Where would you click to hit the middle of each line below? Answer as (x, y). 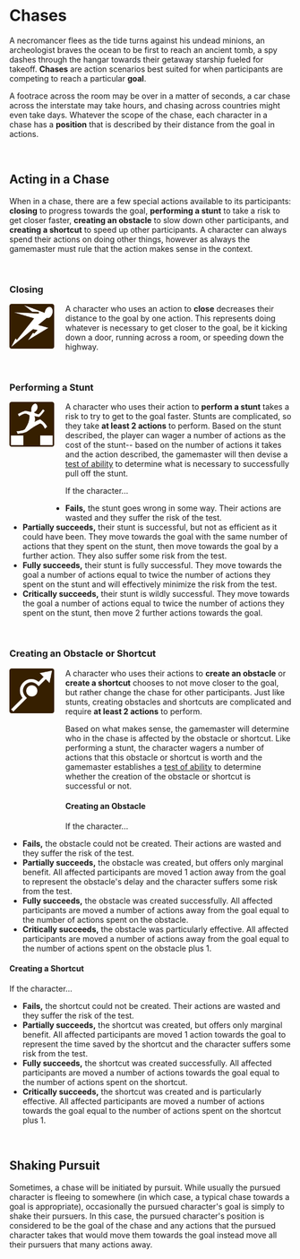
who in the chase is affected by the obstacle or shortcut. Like (178, 738)
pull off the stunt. (97, 474)
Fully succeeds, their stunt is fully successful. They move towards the (152, 565)
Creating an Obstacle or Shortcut (83, 653)
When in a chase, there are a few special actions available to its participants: (150, 201)
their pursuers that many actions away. (81, 1244)
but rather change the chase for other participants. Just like (175, 692)
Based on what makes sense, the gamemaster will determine (177, 729)
